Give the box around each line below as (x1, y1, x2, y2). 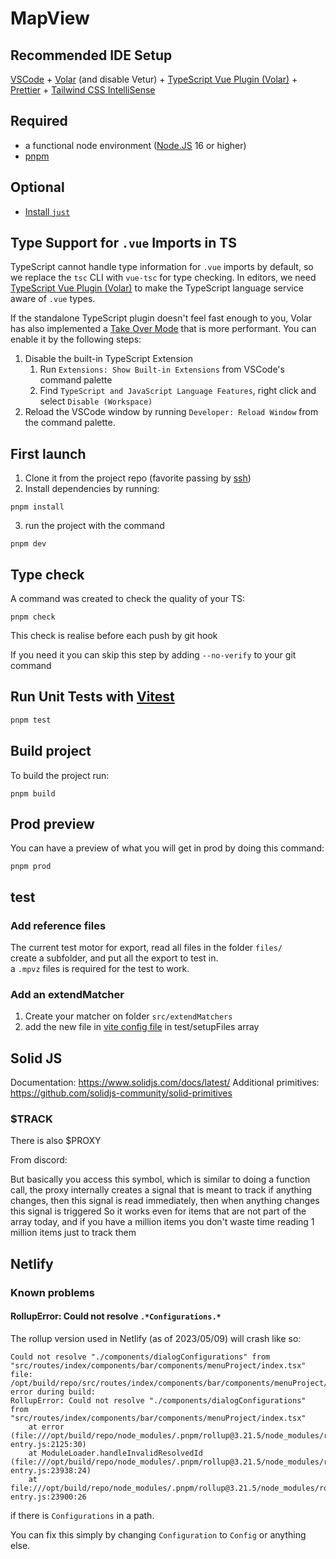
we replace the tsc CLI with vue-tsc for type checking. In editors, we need (10, 272, 317, 284)
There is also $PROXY (10, 1135, 102, 1147)
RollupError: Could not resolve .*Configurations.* (10, 1310, 222, 1322)
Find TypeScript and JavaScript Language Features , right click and (39, 385, 317, 397)
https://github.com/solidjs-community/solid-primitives (10, 1087, 233, 1099)
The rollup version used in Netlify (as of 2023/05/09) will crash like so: (10, 1332, 302, 1344)
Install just (24, 205, 71, 217)
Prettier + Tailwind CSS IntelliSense (10, 84, 156, 96)
